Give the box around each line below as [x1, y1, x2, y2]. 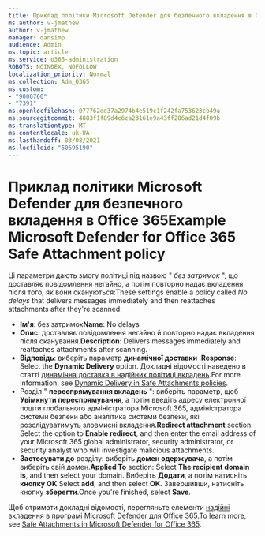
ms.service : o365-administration [8, 56, 118, 64]
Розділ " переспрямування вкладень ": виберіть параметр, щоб [19, 387, 239, 396]
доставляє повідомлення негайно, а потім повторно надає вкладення [8, 279, 244, 289]
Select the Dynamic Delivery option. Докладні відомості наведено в [19, 362, 246, 371]
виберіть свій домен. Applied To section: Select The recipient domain [19, 463, 250, 472]
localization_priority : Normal [8, 70, 111, 78]
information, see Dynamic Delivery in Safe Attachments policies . [19, 378, 229, 388]
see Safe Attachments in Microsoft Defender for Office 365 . [8, 519, 202, 529]
